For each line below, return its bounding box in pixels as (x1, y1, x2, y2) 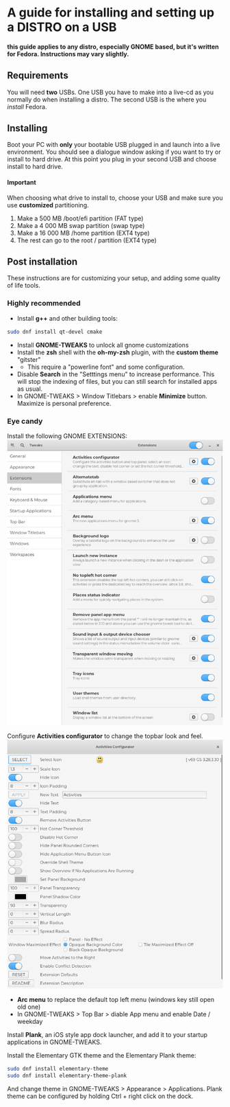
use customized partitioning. (7, 201, 89, 209)
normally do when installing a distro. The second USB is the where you (7, 95, 207, 104)
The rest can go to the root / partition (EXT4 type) (16, 236, 157, 244)
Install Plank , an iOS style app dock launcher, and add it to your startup (7, 1030, 207, 1038)
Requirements (7, 70, 68, 82)
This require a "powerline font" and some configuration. (27, 363, 185, 371)
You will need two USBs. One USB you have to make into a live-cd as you (7, 88, 214, 96)
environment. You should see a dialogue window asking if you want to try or (7, 148, 221, 156)
